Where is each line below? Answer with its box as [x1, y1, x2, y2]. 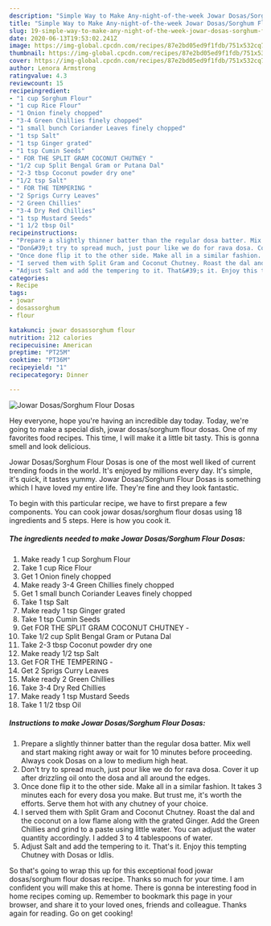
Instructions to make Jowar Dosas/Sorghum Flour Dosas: [9, 718, 206, 728]
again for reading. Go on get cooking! [9, 908, 133, 918]
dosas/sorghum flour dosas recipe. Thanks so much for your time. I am [9, 874, 244, 883]
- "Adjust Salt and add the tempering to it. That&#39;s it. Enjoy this [9, 267, 258, 275]
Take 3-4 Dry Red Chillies [20, 683, 106, 692]
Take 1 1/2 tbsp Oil [20, 700, 81, 709]
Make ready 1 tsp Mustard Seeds [20, 691, 130, 701]
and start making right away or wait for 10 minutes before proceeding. [20, 747, 253, 757]
